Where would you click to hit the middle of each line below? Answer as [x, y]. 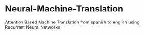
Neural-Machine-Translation [64, 9]
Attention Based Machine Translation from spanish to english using [72, 22]
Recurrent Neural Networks [32, 27]
